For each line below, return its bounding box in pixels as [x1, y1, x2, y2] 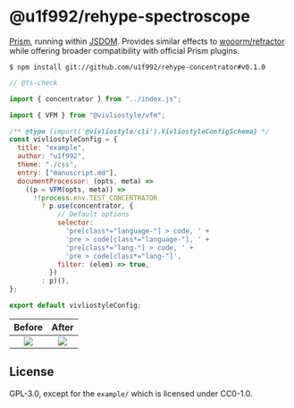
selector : [56, 218, 94, 227]
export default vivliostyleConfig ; [9, 302, 142, 310]
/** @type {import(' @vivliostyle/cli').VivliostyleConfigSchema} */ [9, 127, 270, 136]
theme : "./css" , [17, 160, 78, 169]
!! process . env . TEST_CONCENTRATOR [32, 193, 158, 202]
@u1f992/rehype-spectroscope [9, 6, 250, 27]
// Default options [56, 210, 130, 219]
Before [13, 320, 43, 333]
